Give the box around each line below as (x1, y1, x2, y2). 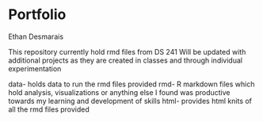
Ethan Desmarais (8, 32, 64, 41)
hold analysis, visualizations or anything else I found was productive (8, 87, 231, 97)
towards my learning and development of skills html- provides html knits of (8, 96, 252, 105)
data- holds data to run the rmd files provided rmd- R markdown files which (8, 79, 255, 89)
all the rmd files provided (8, 105, 90, 114)
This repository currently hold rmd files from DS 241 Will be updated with (8, 47, 246, 56)
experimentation (8, 63, 62, 73)
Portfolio (8, 6, 67, 24)
